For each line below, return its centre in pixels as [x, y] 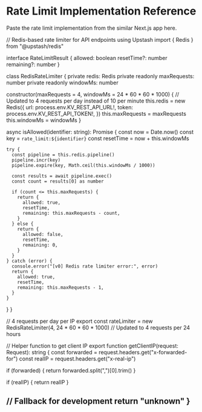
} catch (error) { [29, 261]
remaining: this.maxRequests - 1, [60, 287]
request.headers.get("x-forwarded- [143, 352]
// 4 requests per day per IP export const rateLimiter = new [80, 321]
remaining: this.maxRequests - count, [71, 213]
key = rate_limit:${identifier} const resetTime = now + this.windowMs [98, 138]
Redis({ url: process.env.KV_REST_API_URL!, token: [70, 107]
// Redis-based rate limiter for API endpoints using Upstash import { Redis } [100, 39]
